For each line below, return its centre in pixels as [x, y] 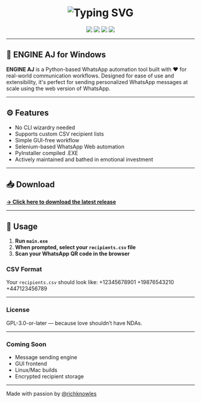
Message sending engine [46, 357]
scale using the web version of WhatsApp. [58, 88]
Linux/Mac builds [36, 370]
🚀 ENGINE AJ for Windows [56, 55]
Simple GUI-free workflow [47, 140]
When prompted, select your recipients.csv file [75, 247]
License [18, 310]
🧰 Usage [22, 226]
